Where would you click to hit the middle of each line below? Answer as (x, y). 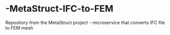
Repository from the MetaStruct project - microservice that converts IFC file (85, 22)
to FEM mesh (19, 27)
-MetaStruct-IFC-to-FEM (59, 9)
